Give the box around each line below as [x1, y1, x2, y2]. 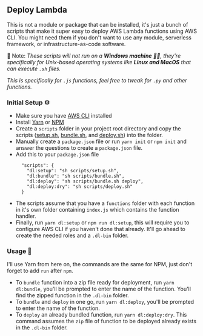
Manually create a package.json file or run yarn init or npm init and [15, 138, 187, 145]
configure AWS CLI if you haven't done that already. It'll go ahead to [15, 226, 185, 233]
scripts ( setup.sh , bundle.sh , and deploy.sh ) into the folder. [15, 132, 163, 139]
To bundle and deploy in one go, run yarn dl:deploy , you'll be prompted [15, 298, 195, 306]
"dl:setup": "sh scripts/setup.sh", [27, 168, 119, 174]
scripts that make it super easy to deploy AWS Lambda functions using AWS [7, 27, 198, 35]
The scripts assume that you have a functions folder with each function [15, 200, 195, 207]
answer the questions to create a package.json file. [15, 144, 143, 152]
